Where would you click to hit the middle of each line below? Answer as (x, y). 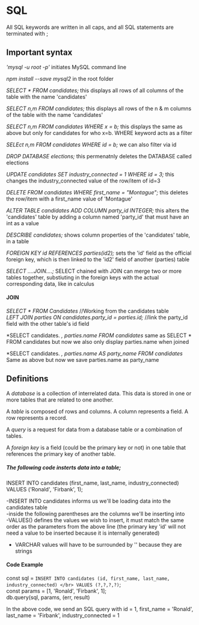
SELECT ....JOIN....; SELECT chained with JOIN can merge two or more (94, 271)
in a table (18, 241)
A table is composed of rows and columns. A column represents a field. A (97, 411)
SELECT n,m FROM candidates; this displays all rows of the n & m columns (99, 108)
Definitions (27, 379)
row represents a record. (37, 418)
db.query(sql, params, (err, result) (48, 597)
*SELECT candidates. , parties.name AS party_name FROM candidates (95, 353)
